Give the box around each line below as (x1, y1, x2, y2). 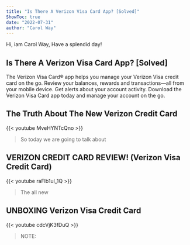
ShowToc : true (6, 14, 41, 20)
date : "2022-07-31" (6, 19, 54, 25)
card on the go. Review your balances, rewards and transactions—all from (6, 80, 184, 87)
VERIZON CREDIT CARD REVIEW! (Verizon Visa (6, 153, 181, 163)
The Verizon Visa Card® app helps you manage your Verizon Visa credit (6, 74, 179, 81)
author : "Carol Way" (6, 25, 57, 31)
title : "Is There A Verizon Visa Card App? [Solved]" (6, 8, 140, 15)
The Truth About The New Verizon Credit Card (6, 109, 178, 119)
